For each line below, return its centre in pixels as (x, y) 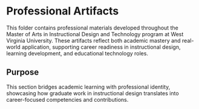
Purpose (23, 73)
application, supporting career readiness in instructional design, (101, 47)
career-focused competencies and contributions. (67, 99)
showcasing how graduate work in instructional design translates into (93, 93)
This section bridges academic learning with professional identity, (88, 87)
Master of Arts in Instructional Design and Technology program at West (95, 34)
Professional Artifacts (63, 11)
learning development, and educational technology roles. (77, 53)
